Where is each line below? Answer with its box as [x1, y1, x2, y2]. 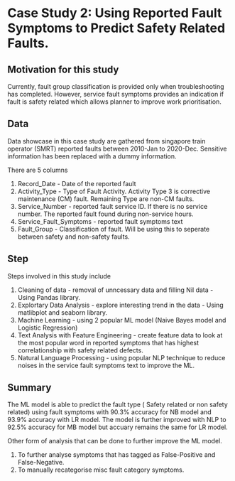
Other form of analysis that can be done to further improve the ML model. [7, 437, 222, 445]
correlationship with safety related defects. [17, 346, 143, 355]
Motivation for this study [7, 63, 119, 75]
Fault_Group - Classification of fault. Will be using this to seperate [17, 225, 210, 233]
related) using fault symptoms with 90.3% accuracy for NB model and [7, 408, 212, 416]
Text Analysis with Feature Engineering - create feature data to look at [17, 330, 223, 339]
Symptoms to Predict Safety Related [7, 20, 226, 36]
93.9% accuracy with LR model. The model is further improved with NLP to [7, 416, 226, 424]
